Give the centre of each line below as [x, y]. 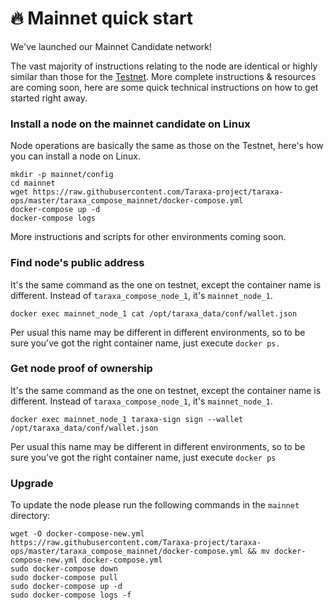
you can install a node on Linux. [75, 156]
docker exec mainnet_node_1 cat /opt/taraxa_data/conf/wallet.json [154, 313]
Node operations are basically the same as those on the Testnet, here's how [167, 146]
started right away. [49, 98]
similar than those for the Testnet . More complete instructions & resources [163, 76]
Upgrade [32, 483]
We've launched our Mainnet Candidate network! [111, 46]
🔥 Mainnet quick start [102, 18]
